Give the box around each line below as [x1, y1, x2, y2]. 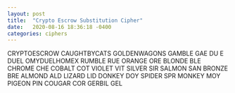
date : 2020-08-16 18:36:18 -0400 [7, 23, 112, 30]
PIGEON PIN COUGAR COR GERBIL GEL [7, 79, 123, 88]
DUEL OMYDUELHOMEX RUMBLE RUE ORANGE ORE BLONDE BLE [7, 57, 202, 66]
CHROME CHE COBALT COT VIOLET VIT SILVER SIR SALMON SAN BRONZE [7, 64, 229, 73]
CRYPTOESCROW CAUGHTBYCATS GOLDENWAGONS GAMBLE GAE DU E [7, 49, 224, 58]
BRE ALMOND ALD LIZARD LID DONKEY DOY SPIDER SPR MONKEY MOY [7, 72, 221, 80]
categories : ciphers [7, 30, 68, 37]
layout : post [7, 10, 46, 18]
